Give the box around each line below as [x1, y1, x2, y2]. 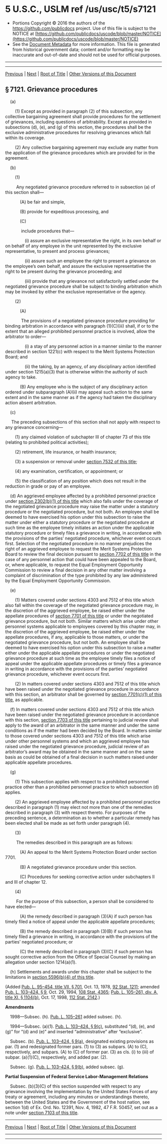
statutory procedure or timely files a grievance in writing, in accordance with [5, 530, 162, 536]
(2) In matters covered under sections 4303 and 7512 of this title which [14, 681, 161, 687]
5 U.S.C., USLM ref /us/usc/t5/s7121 [5, 3, 156, 15]
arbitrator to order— [5, 333, 46, 340]
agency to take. [5, 374, 37, 380]
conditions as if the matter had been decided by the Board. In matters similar [5, 727, 162, 734]
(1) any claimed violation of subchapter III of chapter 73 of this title [14, 434, 151, 440]
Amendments [5, 1004, 34, 1010]
